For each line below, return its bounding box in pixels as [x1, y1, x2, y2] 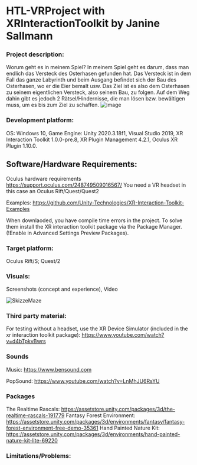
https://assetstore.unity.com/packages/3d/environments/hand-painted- [6, 431, 180, 438]
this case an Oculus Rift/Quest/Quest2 [6, 187, 99, 194]
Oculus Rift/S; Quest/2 [6, 257, 61, 264]
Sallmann [6, 30, 53, 43]
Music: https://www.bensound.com [6, 366, 92, 373]
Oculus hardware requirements [6, 175, 81, 182]
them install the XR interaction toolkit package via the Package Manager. [6, 223, 182, 230]
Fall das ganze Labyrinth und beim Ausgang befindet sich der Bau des [6, 76, 177, 83]
